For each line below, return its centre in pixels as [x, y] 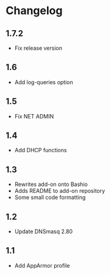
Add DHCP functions [41, 150]
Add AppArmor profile [42, 265]
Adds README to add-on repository [60, 191]
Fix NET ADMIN [34, 116]
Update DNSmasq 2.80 [44, 231]
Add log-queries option [44, 82]
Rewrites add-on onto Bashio [51, 184]
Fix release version [38, 48]
